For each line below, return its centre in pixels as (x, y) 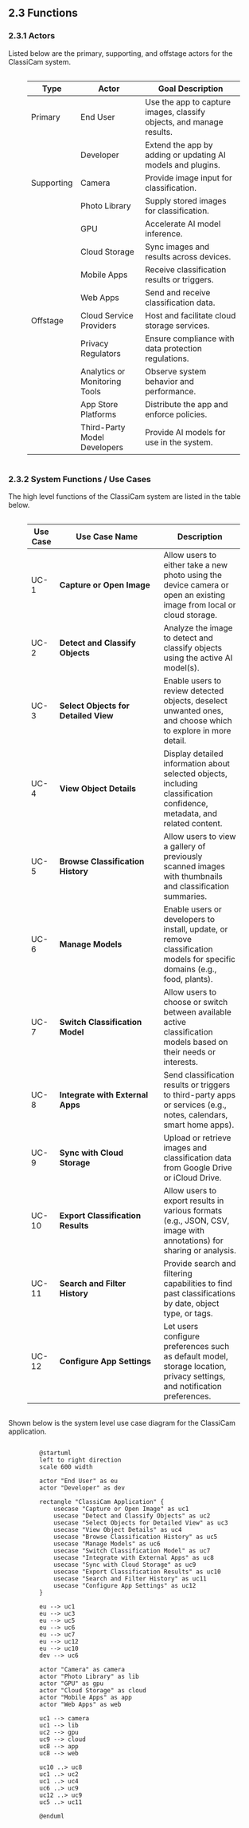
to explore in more (197, 730)
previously (183, 856)
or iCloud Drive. (193, 1177)
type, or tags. (188, 1313)
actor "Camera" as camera (82, 1669)
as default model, (196, 1356)
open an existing (194, 595)
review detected (194, 690)
